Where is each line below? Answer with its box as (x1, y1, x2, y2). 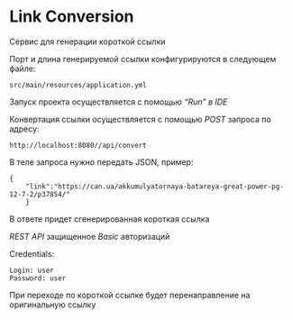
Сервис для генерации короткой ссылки (9, 36, 166, 47)
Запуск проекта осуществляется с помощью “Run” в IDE (9, 96, 228, 107)
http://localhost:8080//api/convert (9, 141, 147, 150)
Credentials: (9, 248, 55, 259)
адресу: (9, 123, 40, 134)
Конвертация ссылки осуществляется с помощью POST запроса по (9, 114, 272, 124)
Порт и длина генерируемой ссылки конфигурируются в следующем (9, 53, 277, 64)
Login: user (9, 266, 54, 275)
